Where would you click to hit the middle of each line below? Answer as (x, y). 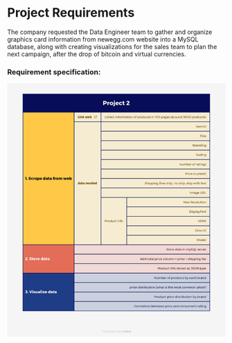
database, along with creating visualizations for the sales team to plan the (112, 46)
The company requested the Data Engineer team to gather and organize (110, 32)
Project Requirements (71, 13)
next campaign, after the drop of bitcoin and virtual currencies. (97, 54)
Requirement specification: (54, 72)
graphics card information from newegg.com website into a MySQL (103, 39)
